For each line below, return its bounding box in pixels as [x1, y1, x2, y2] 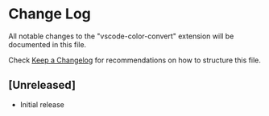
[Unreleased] [8, 78, 77, 92]
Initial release [19, 99, 64, 109]
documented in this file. [8, 39, 87, 49]
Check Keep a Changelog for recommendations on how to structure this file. [8, 55, 262, 65]
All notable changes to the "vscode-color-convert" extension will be [8, 31, 234, 41]
